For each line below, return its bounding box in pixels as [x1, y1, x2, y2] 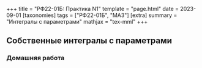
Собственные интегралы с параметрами [6, 36, 173, 46]
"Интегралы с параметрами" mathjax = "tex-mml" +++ [6, 18, 148, 25]
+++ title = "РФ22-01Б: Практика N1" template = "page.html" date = [6, 5, 179, 12]
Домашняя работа [6, 54, 65, 63]
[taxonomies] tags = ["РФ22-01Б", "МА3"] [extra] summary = [22, 12, 178, 19]
